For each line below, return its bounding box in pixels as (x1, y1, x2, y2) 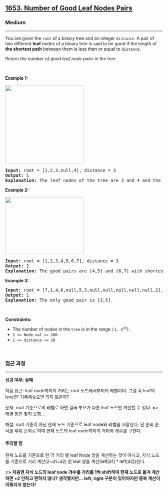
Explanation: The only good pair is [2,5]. (5, 297, 113, 303)
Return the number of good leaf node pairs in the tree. (5, 55, 117, 62)
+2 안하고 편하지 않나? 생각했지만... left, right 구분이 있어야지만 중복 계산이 (14, 475, 160, 481)
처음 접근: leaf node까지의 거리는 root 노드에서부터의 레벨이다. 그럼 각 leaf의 (5, 387, 155, 393)
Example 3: (5, 277, 29, 283)
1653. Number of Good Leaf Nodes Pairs (5, 4, 132, 13)
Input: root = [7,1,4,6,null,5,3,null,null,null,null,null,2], (5, 287, 163, 293)
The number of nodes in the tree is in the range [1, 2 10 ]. (12, 326, 131, 332)
